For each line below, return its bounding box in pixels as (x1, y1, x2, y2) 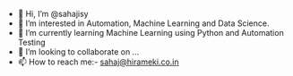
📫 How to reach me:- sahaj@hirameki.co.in (17, 56, 179, 67)
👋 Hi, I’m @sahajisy (17, 9, 89, 19)
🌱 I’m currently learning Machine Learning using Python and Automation (17, 28, 284, 38)
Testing (17, 37, 47, 47)
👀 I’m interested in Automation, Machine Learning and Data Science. (17, 18, 270, 29)
